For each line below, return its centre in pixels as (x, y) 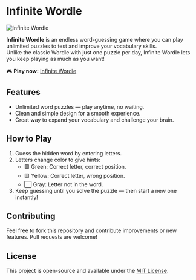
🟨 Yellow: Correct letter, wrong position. (74, 175)
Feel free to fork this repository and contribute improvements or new (92, 230)
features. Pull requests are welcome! (52, 237)
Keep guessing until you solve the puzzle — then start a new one (96, 190)
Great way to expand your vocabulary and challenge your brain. (94, 120)
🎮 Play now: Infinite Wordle (41, 71)
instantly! (26, 197)
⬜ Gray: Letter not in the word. (64, 184)
